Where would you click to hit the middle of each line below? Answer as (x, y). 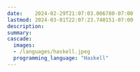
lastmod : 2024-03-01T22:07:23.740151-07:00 (70, 20)
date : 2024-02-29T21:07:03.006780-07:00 (70, 13)
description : (26, 26)
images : (24, 45)
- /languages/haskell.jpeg (52, 52)
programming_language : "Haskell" (61, 58)
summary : (20, 33)
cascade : (20, 39)
